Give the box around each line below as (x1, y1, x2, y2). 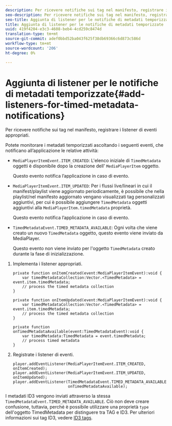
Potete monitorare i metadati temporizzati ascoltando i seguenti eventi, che (5, 142, 164, 148)
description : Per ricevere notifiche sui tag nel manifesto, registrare (5, 7, 164, 13)
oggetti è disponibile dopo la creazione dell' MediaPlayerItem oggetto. (12, 163, 160, 169)
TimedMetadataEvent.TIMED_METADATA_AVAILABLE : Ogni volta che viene (12, 224, 158, 231)
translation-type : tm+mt (5, 31, 58, 36)
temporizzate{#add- (56, 88, 145, 100)
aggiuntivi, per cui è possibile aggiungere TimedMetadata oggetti (12, 199, 147, 205)
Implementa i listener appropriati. (12, 261, 83, 267)
